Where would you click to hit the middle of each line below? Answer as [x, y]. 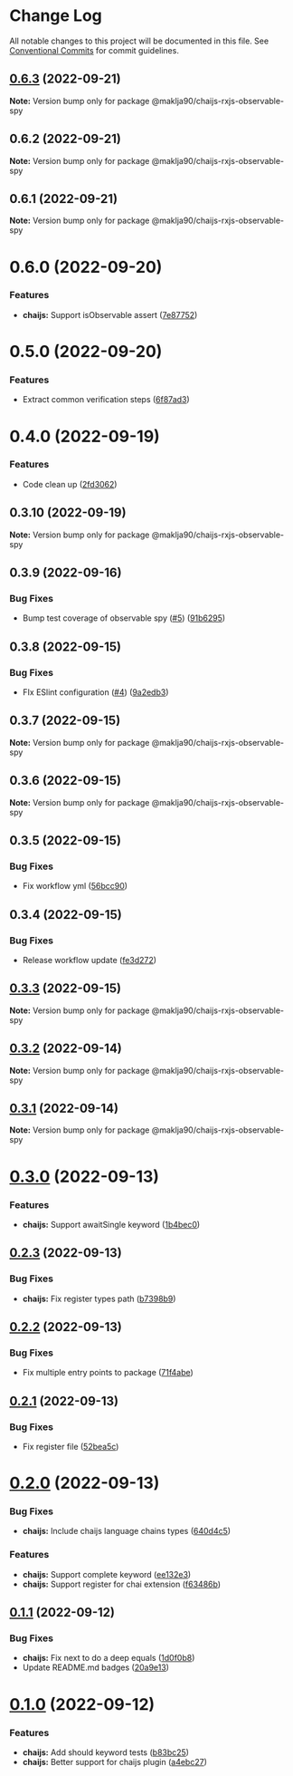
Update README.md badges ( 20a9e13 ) [96, 1667]
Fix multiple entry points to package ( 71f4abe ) [108, 1373]
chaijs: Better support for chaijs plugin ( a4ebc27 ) [115, 1762]
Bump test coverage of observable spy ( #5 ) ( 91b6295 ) [124, 618]
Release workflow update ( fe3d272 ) [89, 960]
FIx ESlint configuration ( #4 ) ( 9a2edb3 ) [95, 692]
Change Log [56, 16]
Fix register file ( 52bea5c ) [71, 1447]
